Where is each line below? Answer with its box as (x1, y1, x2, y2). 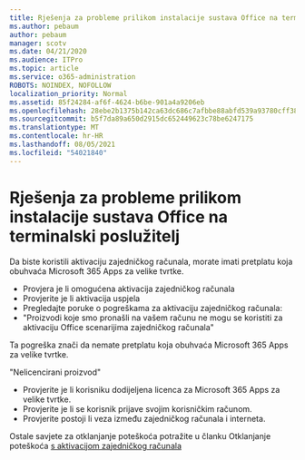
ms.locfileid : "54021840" (9, 148, 107, 157)
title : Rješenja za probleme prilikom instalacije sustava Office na (9, 13, 279, 23)
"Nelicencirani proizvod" (9, 367, 102, 377)
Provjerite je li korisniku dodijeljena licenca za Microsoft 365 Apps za (22, 384, 280, 395)
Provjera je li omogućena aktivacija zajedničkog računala (22, 283, 235, 294)
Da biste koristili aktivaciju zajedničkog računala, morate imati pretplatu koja (9, 256, 293, 267)
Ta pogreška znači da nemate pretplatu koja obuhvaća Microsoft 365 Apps (9, 339, 289, 350)
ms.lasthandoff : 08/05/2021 (9, 140, 116, 149)
